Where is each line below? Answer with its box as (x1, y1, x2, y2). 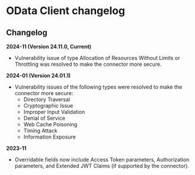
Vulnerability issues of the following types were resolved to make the (14, 83, 183, 90)
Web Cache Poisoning (23, 121, 78, 127)
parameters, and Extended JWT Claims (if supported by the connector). (14, 163, 190, 169)
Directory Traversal (23, 96, 71, 103)
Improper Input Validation (23, 109, 85, 115)
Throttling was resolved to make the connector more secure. (14, 60, 162, 68)
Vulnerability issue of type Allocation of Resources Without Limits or (14, 55, 180, 61)
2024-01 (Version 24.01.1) (6, 72, 71, 79)
